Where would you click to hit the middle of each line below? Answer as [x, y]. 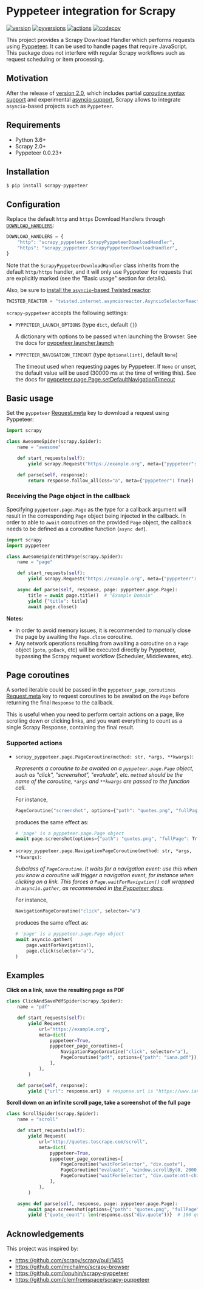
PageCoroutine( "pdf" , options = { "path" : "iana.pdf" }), [130, 1058]
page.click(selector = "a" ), [60, 951]
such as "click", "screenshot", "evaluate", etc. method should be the [99, 774]
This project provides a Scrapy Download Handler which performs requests [101, 40]
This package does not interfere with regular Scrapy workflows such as [96, 52]
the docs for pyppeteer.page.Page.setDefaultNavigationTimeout [95, 379]
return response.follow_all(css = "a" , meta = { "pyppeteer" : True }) [111, 481]
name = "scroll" [38, 1120]
